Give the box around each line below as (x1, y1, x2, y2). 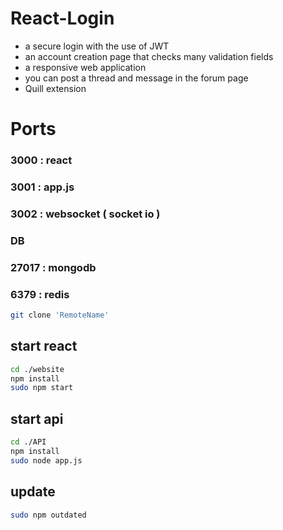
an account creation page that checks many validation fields (24, 50, 274, 62)
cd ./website (10, 364, 65, 374)
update (10, 483, 56, 501)
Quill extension (24, 82, 87, 94)
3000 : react (10, 153, 73, 167)
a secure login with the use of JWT (24, 40, 170, 52)
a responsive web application (24, 61, 147, 73)
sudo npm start (10, 383, 74, 393)
